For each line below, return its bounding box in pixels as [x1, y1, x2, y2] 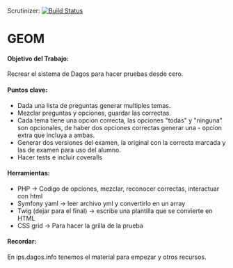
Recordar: [7, 237, 37, 246]
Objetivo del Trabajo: [7, 54, 70, 63]
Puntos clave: [7, 86, 48, 94]
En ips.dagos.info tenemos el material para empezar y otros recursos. [7, 253, 207, 261]
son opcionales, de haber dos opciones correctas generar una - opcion [17, 123, 223, 132]
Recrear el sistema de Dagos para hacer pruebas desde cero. [7, 70, 184, 78]
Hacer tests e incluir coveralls [17, 153, 103, 161]
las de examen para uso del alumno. [17, 145, 122, 154]
